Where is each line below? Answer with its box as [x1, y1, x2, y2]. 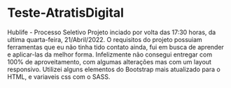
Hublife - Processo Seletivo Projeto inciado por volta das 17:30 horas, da [7, 28, 216, 36]
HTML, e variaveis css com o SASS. [7, 72, 111, 81]
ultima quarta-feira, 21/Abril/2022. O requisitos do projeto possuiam [7, 35, 203, 43]
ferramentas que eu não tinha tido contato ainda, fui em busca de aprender [7, 43, 224, 51]
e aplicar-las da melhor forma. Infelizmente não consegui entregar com [7, 50, 212, 59]
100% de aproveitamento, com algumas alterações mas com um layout [7, 57, 212, 66]
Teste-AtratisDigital [7, 5, 125, 21]
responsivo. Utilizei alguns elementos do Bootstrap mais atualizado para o [7, 65, 220, 73]
